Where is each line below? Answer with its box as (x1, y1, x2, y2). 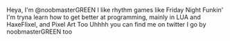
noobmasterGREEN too (6, 27, 73, 36)
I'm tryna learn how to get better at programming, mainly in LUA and (6, 13, 202, 21)
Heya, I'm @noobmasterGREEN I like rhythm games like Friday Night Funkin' (6, 6, 224, 14)
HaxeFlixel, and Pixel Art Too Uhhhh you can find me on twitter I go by (6, 20, 206, 28)
